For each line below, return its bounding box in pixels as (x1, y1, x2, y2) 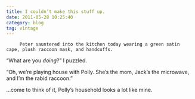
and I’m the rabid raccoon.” (6, 75, 73, 82)
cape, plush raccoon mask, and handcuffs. (6, 47, 113, 53)
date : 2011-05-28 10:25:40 (6, 14, 73, 20)
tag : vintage (6, 25, 39, 31)
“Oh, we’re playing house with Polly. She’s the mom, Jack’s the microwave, (6, 69, 190, 76)
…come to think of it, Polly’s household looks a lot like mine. (6, 87, 153, 94)
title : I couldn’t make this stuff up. (6, 8, 106, 15)
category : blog (6, 20, 44, 25)
